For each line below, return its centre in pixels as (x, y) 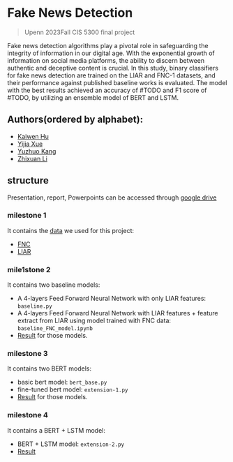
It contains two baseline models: (54, 285)
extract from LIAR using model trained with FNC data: (94, 321)
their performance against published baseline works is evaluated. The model (117, 82)
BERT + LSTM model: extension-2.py (70, 444)
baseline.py (35, 306)
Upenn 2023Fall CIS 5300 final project (80, 32)
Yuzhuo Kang (37, 151)
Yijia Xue (30, 144)
